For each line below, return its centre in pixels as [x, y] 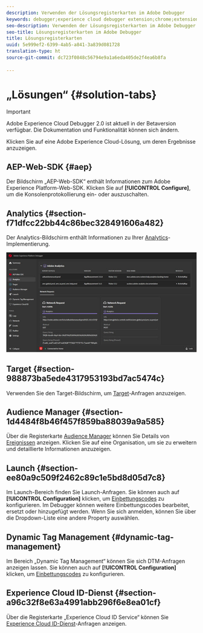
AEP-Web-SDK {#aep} [49, 167]
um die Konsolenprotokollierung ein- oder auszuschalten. [78, 195]
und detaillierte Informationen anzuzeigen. [59, 449]
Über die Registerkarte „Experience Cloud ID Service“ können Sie [88, 617]
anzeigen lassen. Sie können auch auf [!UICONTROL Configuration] [91, 568]
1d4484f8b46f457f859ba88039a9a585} [85, 421]
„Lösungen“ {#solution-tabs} [82, 95]
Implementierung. [28, 244]
